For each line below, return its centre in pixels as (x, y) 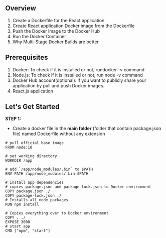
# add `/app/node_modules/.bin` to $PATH (49, 169)
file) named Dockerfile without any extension (59, 134)
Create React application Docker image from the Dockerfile (73, 26)
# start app (18, 226)
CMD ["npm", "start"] (28, 231)
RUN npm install (22, 205)
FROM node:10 (19, 148)
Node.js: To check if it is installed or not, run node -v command (77, 75)
